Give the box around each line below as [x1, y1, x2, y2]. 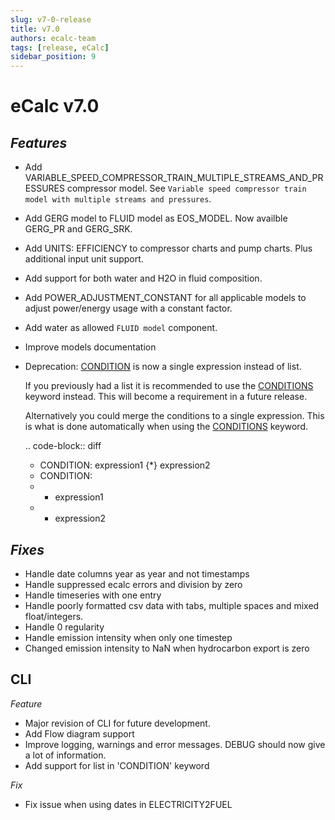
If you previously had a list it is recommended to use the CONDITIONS [24, 380, 314, 392]
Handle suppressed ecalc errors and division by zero [24, 578, 243, 590]
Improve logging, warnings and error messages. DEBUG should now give [24, 738, 326, 750]
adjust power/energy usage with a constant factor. [24, 302, 233, 315]
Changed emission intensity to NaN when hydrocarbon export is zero [24, 642, 310, 654]
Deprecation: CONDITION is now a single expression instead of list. [24, 361, 302, 373]
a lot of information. [24, 749, 107, 761]
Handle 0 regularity [24, 621, 105, 633]
